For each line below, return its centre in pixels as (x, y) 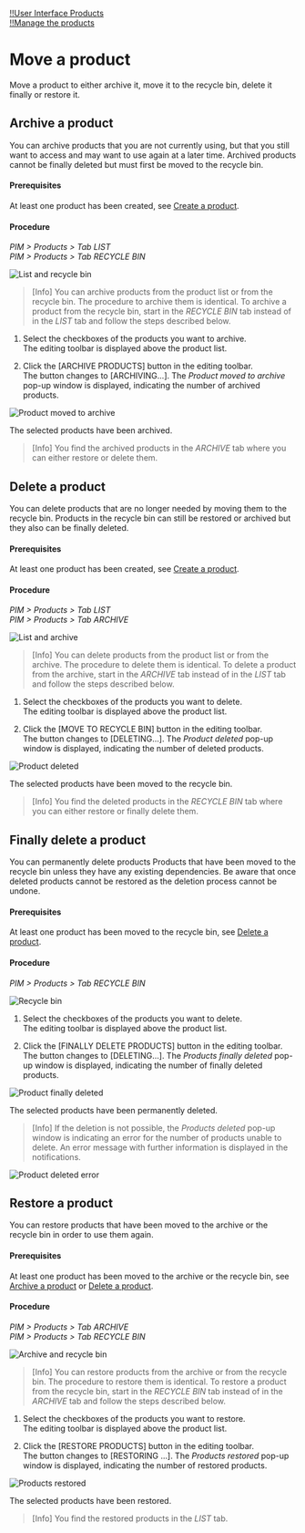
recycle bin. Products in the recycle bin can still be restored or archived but (150, 518)
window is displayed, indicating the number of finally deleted (149, 1065)
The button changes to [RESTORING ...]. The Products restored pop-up (156, 1455)
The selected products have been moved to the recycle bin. (121, 784)
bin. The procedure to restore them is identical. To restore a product (159, 1382)
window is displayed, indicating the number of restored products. (145, 1465)
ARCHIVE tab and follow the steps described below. (128, 1401)
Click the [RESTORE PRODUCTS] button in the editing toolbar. (138, 1445)
